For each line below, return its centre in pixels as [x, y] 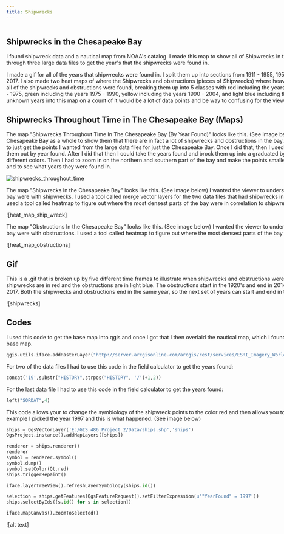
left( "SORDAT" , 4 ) [28, 400]
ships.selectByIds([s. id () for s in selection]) [69, 502]
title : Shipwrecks [29, 12]
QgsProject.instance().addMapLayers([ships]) [65, 435]
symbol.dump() [24, 463]
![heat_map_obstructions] [38, 245]
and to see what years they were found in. [59, 167]
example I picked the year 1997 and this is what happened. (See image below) [104, 418]
